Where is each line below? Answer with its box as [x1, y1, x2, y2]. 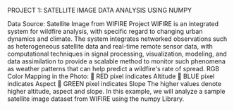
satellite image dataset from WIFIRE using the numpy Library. [7, 94, 185, 103]
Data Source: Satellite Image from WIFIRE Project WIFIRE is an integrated [7, 20, 219, 28]
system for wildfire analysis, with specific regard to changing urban [7, 28, 203, 35]
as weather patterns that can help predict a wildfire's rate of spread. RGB [7, 65, 220, 73]
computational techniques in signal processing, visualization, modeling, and [7, 49, 227, 58]
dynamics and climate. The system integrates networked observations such [7, 35, 228, 43]
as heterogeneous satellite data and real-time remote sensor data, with [7, 42, 214, 50]
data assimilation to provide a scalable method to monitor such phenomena [7, 57, 226, 66]
